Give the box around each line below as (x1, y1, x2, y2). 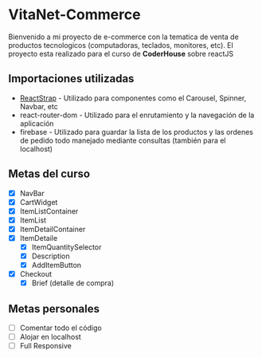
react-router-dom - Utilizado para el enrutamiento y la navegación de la (19, 110, 255, 120)
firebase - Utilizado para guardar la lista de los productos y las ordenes (19, 127, 253, 136)
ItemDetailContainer (19, 224, 86, 234)
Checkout (19, 269, 53, 279)
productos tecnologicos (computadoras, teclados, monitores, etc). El (8, 40, 233, 49)
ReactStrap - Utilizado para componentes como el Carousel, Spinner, (19, 93, 247, 103)
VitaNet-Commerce (8, 6, 141, 24)
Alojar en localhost (19, 332, 81, 342)
